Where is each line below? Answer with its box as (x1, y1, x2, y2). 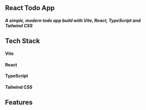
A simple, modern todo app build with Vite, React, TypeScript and (5, 17, 141, 23)
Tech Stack (5, 37, 40, 45)
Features (5, 98, 33, 107)
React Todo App (5, 4, 55, 12)
